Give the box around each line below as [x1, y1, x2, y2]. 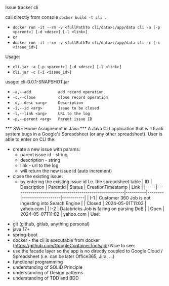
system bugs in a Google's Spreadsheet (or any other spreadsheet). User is [5, 131, 163, 137]
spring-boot [12, 232, 38, 238]
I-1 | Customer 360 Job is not [90, 195, 151, 201]
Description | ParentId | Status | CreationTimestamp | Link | [20, 184, 143, 190]
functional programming [12, 259, 63, 265]
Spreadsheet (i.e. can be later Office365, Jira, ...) [12, 253, 115, 259]
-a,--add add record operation [12, 90, 104, 95]
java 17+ [12, 226, 30, 232]
